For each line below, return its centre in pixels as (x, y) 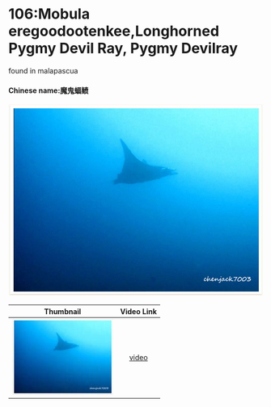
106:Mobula (49, 14)
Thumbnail (63, 311)
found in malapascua (43, 70)
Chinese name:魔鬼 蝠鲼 (49, 90)
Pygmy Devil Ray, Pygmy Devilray (123, 48)
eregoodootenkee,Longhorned (114, 31)
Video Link (139, 311)
